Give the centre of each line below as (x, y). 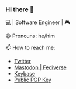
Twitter (23, 61)
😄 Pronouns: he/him (30, 36)
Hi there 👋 (20, 9)
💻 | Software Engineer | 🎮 (38, 22)
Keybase (25, 74)
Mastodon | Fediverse (40, 67)
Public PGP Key (33, 80)
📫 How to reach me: (30, 48)
